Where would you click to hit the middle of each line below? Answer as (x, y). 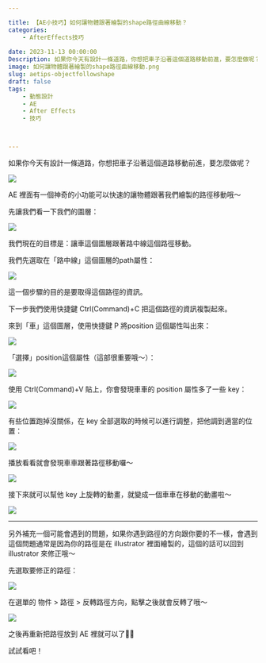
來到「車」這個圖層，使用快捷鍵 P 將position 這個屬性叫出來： (110, 326)
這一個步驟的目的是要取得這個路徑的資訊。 (78, 292)
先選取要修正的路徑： (43, 570)
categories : (28, 30)
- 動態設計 (38, 96)
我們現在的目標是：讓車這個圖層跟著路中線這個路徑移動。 (102, 243)
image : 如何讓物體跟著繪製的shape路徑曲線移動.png (84, 67)
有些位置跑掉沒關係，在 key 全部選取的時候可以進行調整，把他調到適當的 (127, 421)
